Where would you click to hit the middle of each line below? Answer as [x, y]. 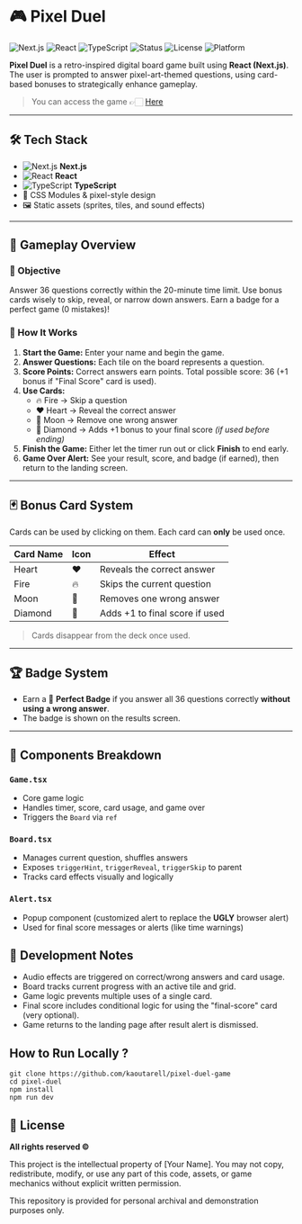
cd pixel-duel [36, 1082]
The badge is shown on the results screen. [102, 718]
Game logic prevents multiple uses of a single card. [117, 996]
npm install [31, 1090]
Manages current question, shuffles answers [105, 858]
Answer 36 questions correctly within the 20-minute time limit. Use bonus [146, 290]
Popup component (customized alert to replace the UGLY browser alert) [155, 917]
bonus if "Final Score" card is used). [89, 381]
